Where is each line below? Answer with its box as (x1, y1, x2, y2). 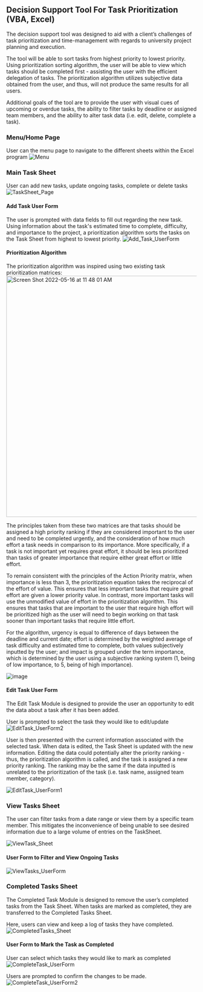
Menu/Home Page (6, 133, 60, 142)
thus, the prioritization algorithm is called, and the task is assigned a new (6, 755, 188, 763)
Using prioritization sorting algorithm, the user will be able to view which (6, 61, 186, 68)
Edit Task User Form (6, 687, 58, 694)
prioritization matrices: (6, 269, 62, 276)
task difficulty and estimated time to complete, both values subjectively (6, 641, 184, 649)
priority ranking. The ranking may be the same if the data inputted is (6, 762, 176, 769)
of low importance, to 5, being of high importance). (6, 661, 134, 668)
